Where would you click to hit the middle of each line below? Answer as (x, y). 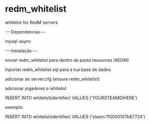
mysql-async (18, 41)
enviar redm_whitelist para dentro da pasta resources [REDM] (67, 60)
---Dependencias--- (26, 32)
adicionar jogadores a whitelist (36, 88)
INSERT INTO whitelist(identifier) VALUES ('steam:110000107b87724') (75, 116)
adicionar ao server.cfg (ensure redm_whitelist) (53, 79)
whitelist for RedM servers (32, 22)
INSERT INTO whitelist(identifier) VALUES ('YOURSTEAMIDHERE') (71, 98)
